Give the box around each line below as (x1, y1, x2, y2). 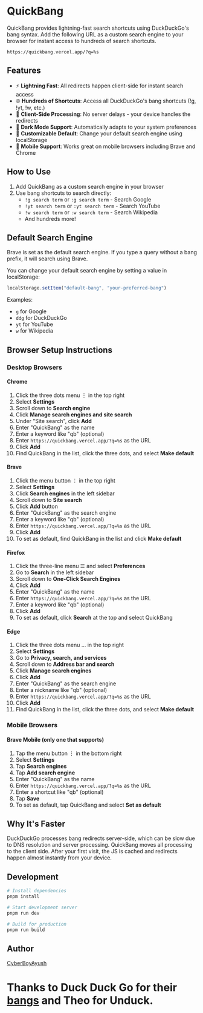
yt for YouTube (15, 320, 53, 328)
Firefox (7, 549, 25, 556)
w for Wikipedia (15, 327, 54, 334)
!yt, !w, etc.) (15, 104, 45, 111)
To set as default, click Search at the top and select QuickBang (15, 614, 173, 622)
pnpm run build (7, 927, 45, 933)
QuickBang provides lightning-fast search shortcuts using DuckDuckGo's (7, 24, 189, 32)
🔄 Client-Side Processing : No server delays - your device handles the (15, 110, 191, 118)
